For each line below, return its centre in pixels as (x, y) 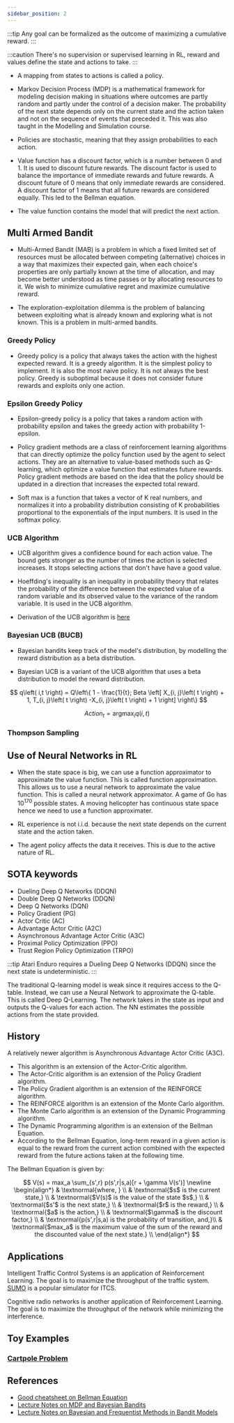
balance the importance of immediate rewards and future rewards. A (116, 175)
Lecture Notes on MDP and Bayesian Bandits (81, 1405)
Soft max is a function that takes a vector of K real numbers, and (110, 498)
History (24, 1037)
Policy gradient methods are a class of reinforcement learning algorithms (122, 447)
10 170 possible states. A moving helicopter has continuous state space (118, 803)
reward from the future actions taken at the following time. (101, 1156)
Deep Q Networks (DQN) (53, 906)
